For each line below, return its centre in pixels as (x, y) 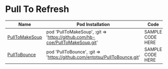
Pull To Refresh (37, 9)
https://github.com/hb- (71, 37)
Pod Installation (93, 24)
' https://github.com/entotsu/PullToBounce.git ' (93, 57)
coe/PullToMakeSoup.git (71, 42)
